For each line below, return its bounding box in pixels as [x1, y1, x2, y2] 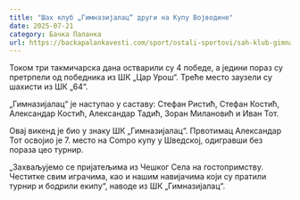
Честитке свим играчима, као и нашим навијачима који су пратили [9, 171, 267, 182]
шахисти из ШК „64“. [9, 81, 88, 92]
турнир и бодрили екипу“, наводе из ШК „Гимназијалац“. [9, 180, 226, 192]
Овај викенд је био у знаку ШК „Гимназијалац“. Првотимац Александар [9, 126, 282, 137]
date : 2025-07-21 [9, 21, 74, 30]
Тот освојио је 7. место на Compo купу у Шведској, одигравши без [9, 135, 263, 146]
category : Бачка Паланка [9, 29, 102, 38]
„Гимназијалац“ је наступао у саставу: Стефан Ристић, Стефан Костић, [9, 99, 279, 110]
